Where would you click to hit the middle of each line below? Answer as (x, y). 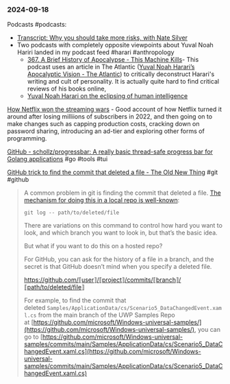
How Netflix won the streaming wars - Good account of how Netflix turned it (115, 109)
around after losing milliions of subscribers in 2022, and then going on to (110, 117)
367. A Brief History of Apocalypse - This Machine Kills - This (113, 60)
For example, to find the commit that (75, 300)
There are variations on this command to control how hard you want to (123, 226)
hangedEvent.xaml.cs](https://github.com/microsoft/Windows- (112, 352)
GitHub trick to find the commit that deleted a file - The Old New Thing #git (113, 172)
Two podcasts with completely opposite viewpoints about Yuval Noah (115, 45)
